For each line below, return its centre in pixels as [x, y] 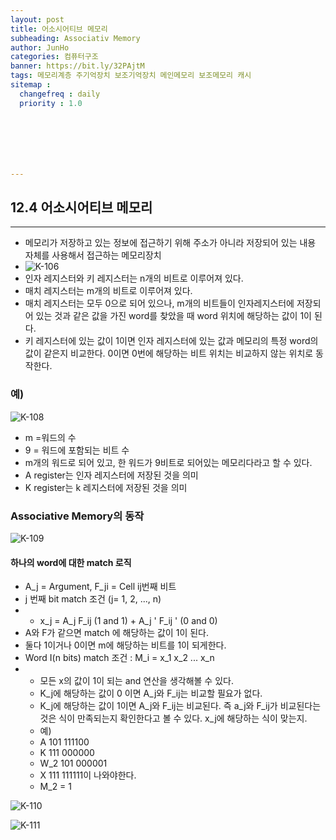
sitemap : [31, 85]
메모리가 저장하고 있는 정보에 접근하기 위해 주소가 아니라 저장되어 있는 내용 [170, 243]
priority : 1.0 [51, 103]
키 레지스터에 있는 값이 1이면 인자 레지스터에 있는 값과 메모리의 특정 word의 [171, 341]
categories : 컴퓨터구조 [54, 57]
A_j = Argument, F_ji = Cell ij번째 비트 [100, 587]
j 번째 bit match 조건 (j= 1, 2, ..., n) [93, 599]
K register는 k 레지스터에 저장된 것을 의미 [106, 487]
